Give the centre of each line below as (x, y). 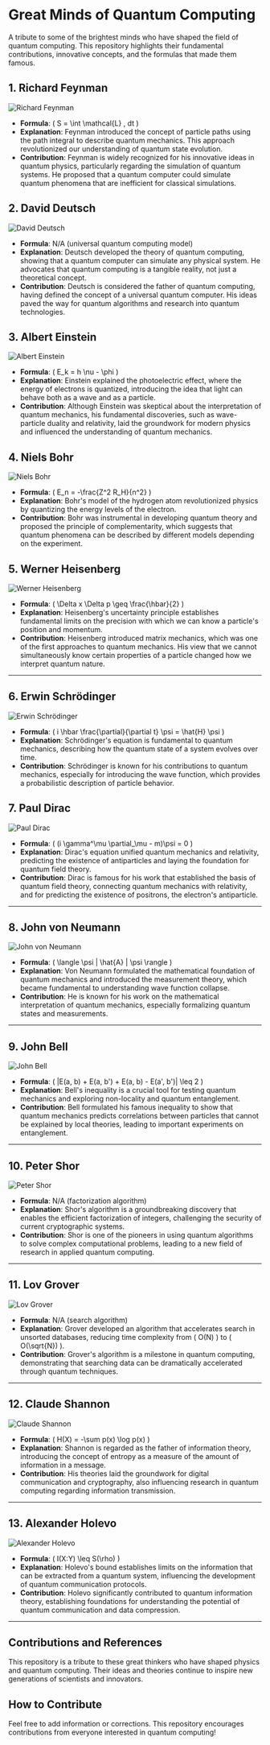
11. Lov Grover (44, 1285)
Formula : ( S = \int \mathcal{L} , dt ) (79, 123)
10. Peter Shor (44, 1166)
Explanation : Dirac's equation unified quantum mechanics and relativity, (139, 852)
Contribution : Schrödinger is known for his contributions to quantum (134, 766)
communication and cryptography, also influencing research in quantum (139, 1482)
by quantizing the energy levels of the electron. (98, 510)
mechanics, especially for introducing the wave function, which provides (140, 774)
